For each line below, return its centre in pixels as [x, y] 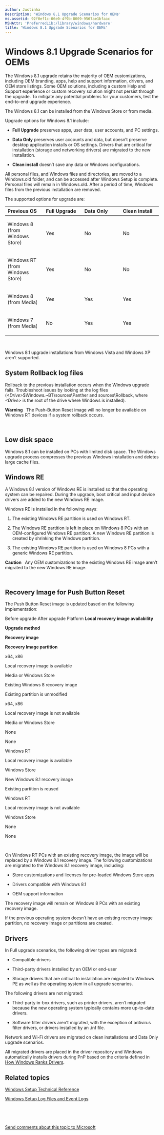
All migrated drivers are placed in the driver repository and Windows [74, 1052]
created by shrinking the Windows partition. [56, 538]
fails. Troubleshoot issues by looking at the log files [57, 390]
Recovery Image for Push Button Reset [65, 592]
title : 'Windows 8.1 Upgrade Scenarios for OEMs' [57, 28]
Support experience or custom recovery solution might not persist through [80, 91]
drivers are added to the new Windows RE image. [55, 499]
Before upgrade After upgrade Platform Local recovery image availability [79, 619]
